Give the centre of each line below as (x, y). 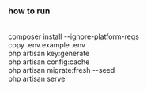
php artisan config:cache (49, 62)
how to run (29, 11)
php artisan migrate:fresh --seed (62, 70)
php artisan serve (37, 79)
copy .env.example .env (47, 45)
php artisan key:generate (49, 54)
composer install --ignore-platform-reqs (74, 36)
